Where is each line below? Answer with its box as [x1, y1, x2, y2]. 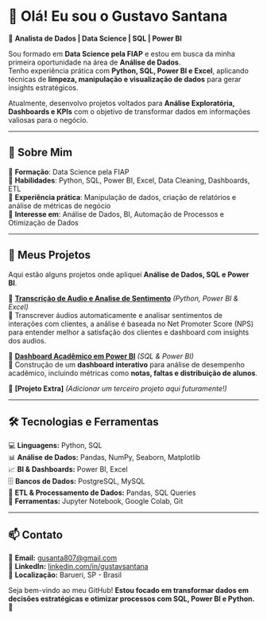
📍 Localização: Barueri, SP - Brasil [8, 570, 122, 580]
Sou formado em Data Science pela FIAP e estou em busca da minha [8, 49, 236, 58]
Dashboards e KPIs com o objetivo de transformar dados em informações [8, 107, 251, 116]
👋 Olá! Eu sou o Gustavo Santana [8, 7, 228, 26]
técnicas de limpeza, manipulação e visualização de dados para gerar [8, 74, 242, 84]
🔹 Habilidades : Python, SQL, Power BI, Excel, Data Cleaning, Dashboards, [8, 175, 250, 185]
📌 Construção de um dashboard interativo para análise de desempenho [8, 359, 245, 369]
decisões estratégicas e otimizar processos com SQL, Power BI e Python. [8, 594, 255, 604]
